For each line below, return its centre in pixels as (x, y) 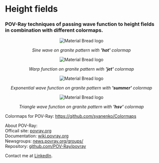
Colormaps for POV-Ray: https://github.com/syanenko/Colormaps (71, 116)
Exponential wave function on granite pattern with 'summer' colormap (81, 88)
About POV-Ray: (21, 126)
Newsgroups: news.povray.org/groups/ (44, 141)
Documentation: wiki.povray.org (37, 136)
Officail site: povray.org (28, 131)
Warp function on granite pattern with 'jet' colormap (81, 69)
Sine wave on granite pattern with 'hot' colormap (81, 50)
